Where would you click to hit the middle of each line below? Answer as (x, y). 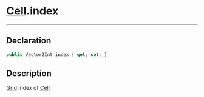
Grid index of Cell (28, 88)
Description (29, 74)
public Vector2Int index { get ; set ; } (57, 55)
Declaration (29, 41)
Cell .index (32, 11)
